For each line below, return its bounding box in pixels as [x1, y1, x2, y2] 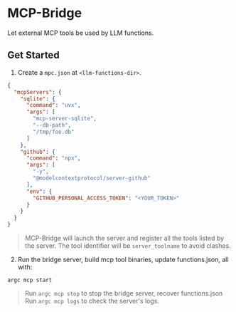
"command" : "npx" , [26, 155, 81, 162]
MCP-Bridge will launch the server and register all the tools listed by [24, 234, 225, 242]
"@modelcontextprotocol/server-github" [33, 175, 151, 182]
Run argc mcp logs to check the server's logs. [24, 297, 160, 305]
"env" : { [26, 187, 53, 195]
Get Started [7, 49, 60, 61]
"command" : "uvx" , [26, 102, 81, 109]
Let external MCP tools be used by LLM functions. [7, 28, 154, 37]
